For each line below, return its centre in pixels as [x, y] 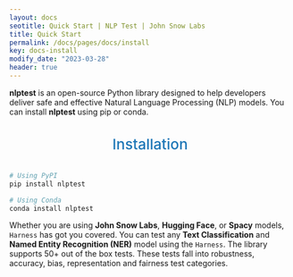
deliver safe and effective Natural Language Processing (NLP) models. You [147, 102]
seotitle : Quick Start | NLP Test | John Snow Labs [107, 26]
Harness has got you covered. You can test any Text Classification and [140, 235]
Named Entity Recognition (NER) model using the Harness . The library [138, 244]
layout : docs [33, 17]
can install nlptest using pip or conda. [79, 112]
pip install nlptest [48, 184]
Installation [150, 144]
